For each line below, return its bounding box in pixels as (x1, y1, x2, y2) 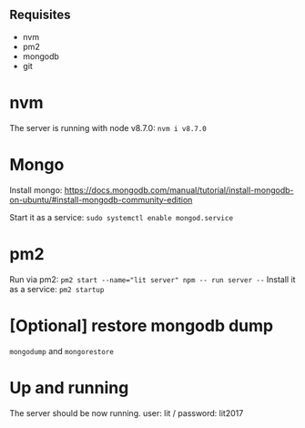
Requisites (9, 7, 71, 23)
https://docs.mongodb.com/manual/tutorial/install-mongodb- (64, 184, 294, 195)
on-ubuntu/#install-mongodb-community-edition (9, 194, 193, 205)
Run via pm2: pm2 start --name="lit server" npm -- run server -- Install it (9, 273, 296, 285)
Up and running (9, 377, 129, 398)
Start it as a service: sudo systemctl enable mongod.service (9, 211, 234, 222)
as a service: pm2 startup (9, 283, 105, 294)
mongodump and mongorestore (9, 345, 114, 356)
